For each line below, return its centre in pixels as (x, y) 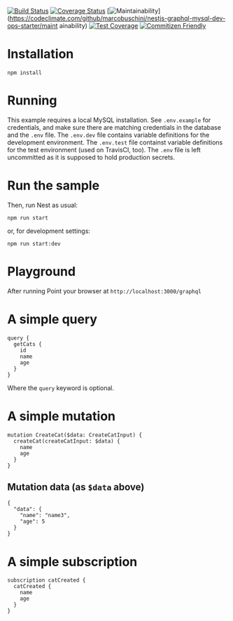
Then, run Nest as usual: (43, 205)
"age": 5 (33, 522)
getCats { (28, 344)
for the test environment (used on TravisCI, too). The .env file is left (104, 149)
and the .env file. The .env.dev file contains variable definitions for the (108, 135)
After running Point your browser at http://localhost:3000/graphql (104, 291)
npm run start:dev (34, 243)
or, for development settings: (49, 231)
